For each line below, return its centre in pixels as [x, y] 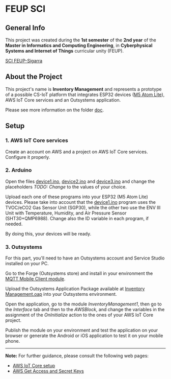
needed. [14, 224]
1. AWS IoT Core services [37, 140]
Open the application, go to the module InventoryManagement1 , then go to [83, 304]
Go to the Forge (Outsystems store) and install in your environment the [79, 273]
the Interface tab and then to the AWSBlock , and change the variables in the [85, 310]
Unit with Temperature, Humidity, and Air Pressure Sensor [66, 213]
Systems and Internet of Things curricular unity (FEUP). [64, 51]
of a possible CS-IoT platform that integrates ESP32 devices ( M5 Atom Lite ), [85, 94]
